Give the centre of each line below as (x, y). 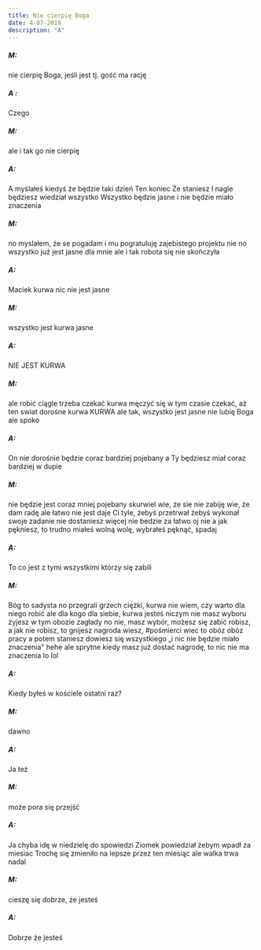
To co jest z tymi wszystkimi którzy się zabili (80, 567)
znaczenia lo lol (33, 655)
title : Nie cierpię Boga (49, 15)
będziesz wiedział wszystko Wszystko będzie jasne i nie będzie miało (121, 197)
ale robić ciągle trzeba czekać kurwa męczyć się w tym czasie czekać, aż (128, 403)
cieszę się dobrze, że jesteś (53, 900)
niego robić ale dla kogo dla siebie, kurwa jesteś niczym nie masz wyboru (127, 613)
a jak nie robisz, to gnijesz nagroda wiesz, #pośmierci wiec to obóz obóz (126, 630)
